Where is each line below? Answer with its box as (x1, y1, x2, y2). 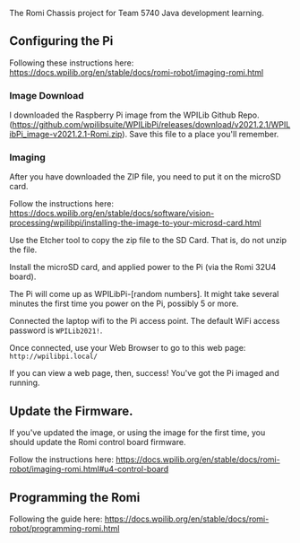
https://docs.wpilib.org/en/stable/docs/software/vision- (9, 208, 215, 219)
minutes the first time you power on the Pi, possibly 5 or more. (9, 298, 239, 309)
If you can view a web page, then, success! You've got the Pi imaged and (9, 368, 279, 379)
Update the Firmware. (9, 403, 133, 418)
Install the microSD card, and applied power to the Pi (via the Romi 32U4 (9, 262, 277, 273)
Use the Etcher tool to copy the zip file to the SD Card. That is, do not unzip (9, 235, 287, 246)
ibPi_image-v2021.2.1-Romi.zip (9, 129, 123, 140)
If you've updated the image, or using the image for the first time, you (9, 427, 266, 438)
